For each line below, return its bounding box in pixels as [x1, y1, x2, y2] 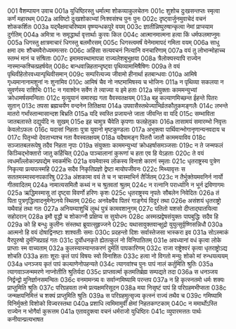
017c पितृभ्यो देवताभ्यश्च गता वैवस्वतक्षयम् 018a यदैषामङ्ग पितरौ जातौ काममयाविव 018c [7, 134, 206, 141]
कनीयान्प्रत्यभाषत [7, 315, 44, 323]
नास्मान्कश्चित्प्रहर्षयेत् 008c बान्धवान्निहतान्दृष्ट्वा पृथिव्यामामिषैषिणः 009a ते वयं [7, 62, 181, 70]
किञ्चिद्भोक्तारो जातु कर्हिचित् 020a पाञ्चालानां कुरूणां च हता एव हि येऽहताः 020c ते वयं [7, 149, 204, 157]
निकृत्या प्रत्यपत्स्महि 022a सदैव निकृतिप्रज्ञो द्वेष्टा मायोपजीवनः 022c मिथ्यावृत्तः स [7, 165, 186, 173]
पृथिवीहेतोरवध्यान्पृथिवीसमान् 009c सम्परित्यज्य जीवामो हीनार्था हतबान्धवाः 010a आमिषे [7, 70, 197, 78]
